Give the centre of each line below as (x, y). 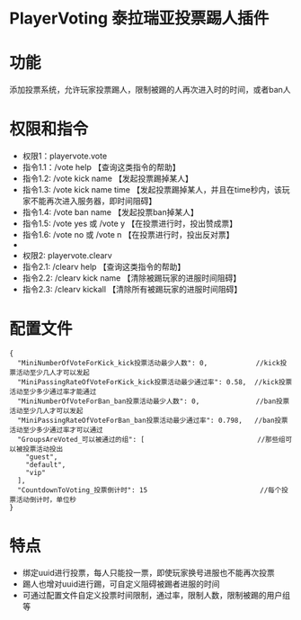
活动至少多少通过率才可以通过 (56, 430)
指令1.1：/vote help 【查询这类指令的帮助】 (101, 167)
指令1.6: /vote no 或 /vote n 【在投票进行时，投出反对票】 (128, 235)
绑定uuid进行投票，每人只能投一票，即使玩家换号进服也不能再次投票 (149, 572)
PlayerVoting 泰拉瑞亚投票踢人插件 (139, 18)
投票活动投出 (43, 449)
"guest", (42, 457)
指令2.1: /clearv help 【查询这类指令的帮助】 (104, 267)
